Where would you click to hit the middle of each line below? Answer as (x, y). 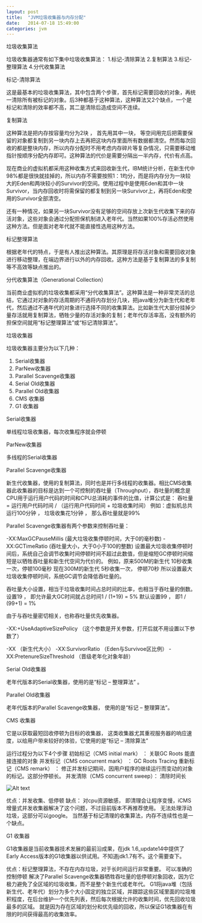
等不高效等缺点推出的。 (35, 267)
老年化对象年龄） (113, 656)
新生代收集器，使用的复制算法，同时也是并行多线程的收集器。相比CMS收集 (99, 483)
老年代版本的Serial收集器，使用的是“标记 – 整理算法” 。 (75, 682)
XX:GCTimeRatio (27, 546)
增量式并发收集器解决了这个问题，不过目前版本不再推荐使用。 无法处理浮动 (99, 808)
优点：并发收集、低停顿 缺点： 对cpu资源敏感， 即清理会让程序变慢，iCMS (99, 801)
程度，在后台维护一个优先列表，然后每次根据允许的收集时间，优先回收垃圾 (103, 899)
